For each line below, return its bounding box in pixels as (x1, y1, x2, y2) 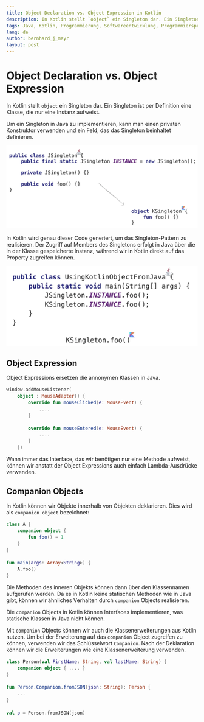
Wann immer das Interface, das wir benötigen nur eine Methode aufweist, (6, 455, 191, 463)
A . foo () (17, 566, 36, 572)
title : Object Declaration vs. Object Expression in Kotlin (6, 10, 162, 16)
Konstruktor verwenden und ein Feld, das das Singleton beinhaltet (6, 127, 171, 134)
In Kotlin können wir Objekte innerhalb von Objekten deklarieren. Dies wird (6, 502, 192, 510)
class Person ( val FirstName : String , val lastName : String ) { (6, 658, 167, 665)
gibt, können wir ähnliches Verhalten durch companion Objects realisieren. (6, 597, 189, 604)
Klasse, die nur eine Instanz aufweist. (6, 108, 100, 116)
